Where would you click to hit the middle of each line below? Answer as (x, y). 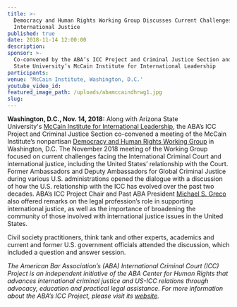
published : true (31, 33)
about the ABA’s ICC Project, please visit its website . (84, 296)
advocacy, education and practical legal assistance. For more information (115, 288)
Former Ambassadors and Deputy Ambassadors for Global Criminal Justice (117, 171)
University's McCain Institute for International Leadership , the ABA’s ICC (112, 126)
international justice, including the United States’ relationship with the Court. (118, 164)
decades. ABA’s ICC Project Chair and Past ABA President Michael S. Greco (117, 194)
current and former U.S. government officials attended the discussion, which (119, 245)
